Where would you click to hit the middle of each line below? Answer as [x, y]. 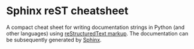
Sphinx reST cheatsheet [67, 11]
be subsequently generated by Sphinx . [54, 40]
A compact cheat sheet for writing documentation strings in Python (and [96, 27]
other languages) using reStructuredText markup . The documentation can [97, 33]
